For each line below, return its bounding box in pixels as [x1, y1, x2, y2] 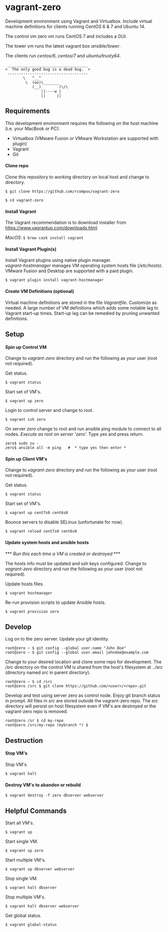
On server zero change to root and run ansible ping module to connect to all [5, 426, 161, 432]
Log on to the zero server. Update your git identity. [5, 636, 109, 642]
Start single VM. [5, 838, 38, 844]
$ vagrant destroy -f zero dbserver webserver [5, 793, 104, 798]
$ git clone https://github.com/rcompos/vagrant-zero [5, 189, 120, 194]
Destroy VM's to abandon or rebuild [5, 782, 81, 788]
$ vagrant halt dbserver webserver [5, 903, 79, 908]
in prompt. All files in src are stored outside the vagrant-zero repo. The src [5, 698, 158, 704]
